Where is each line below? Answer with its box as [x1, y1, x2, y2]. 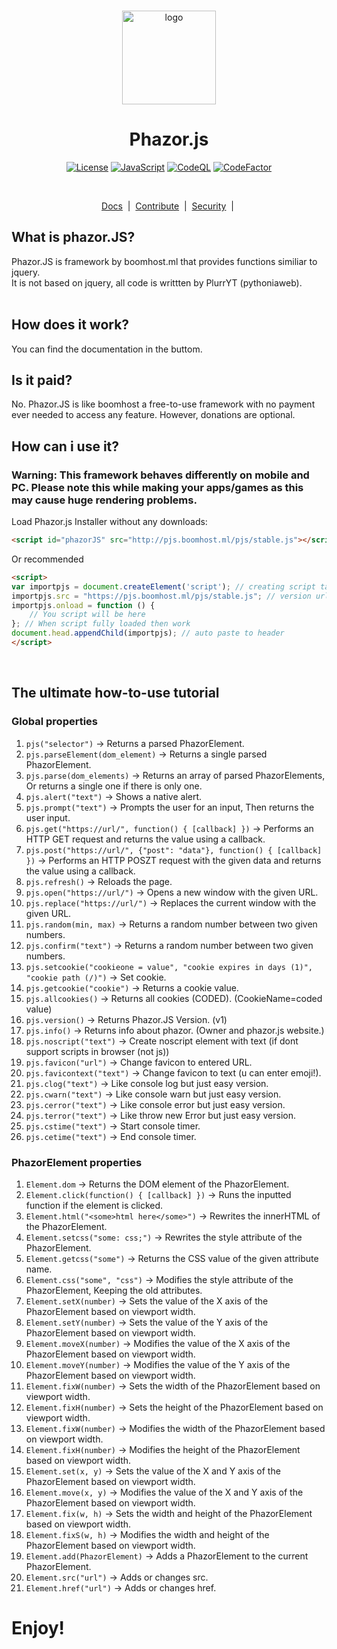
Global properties [11, 715, 99, 729]
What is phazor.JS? [11, 229, 136, 246]
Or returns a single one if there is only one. [25, 780, 203, 792]
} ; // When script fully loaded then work [11, 619, 191, 629]
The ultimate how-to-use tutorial [11, 685, 220, 702]
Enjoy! [11, 1617, 66, 1640]
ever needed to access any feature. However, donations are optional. [11, 409, 296, 421]
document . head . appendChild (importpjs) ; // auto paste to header [11, 628, 285, 639]
